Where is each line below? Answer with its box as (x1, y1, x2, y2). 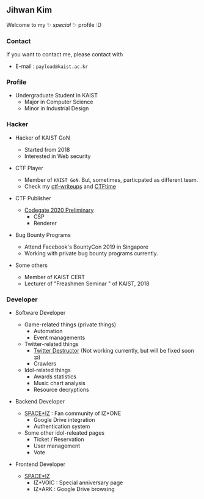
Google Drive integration (33, 416, 95, 423)
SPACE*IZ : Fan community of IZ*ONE (24, 410, 122, 417)
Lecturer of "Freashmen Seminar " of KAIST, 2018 (24, 280, 150, 287)
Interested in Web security (24, 152, 91, 160)
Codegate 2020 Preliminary (24, 206, 94, 214)
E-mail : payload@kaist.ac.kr (15, 62, 89, 70)
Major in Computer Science (24, 98, 93, 106)
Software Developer (15, 309, 66, 316)
